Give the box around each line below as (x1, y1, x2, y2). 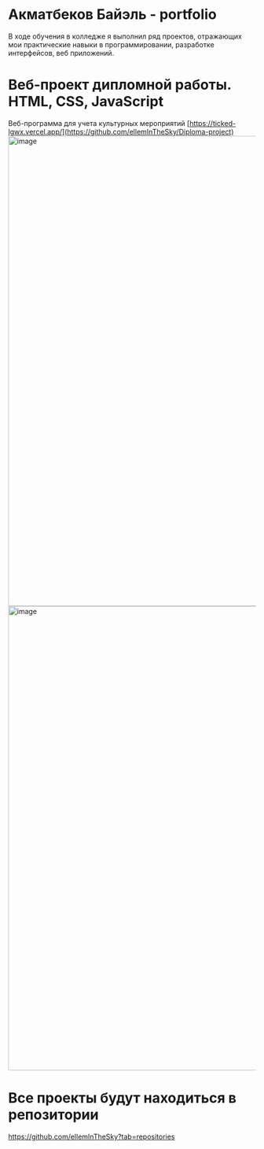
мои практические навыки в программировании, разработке (8, 39, 214, 49)
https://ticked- (189, 118, 236, 127)
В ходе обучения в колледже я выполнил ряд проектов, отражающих (8, 31, 242, 41)
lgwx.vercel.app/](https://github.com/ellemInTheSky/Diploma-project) (8, 127, 234, 136)
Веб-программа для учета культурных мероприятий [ (8, 118, 190, 127)
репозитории (8, 1106, 99, 1124)
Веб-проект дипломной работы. (8, 76, 232, 94)
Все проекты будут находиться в (8, 1089, 237, 1107)
